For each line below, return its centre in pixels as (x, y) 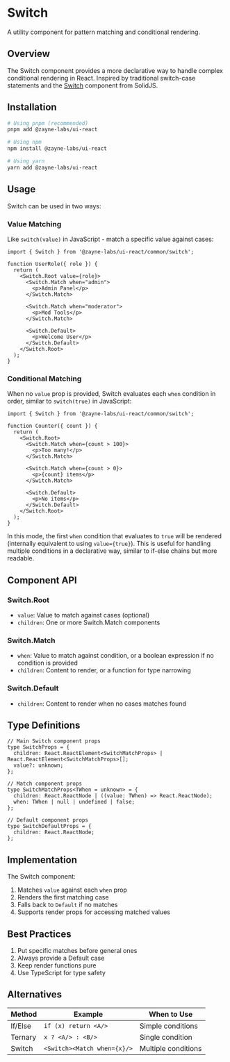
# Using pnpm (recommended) (48, 123)
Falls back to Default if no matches (67, 905)
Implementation (42, 860)
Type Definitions (44, 725)
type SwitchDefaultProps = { (49, 827)
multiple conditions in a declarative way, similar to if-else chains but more (112, 551)
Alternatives (35, 995)
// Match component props (44, 784)
